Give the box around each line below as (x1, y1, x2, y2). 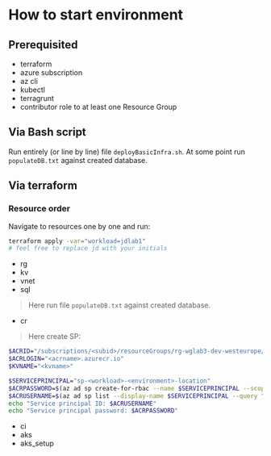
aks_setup (19, 438, 55, 449)
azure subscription (19, 68, 83, 77)
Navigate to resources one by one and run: (8, 221, 151, 231)
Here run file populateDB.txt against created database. (27, 300, 211, 310)
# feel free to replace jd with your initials (8, 245, 168, 253)
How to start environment (8, 6, 184, 24)
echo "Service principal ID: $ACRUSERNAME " (8, 400, 157, 408)
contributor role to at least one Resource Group (19, 102, 177, 111)
